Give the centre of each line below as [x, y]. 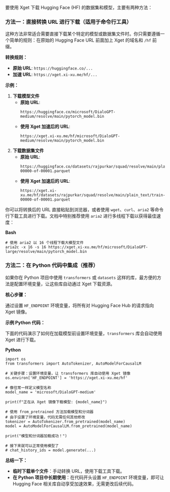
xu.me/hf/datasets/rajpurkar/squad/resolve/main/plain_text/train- [93, 195]
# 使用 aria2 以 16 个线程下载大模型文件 [45, 243]
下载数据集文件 [28, 151]
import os [16, 359]
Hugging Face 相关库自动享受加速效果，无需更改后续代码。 [74, 483]
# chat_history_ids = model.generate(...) [51, 450]
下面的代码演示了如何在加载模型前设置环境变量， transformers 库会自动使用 [84, 333]
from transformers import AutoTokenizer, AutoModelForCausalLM [73, 364]
